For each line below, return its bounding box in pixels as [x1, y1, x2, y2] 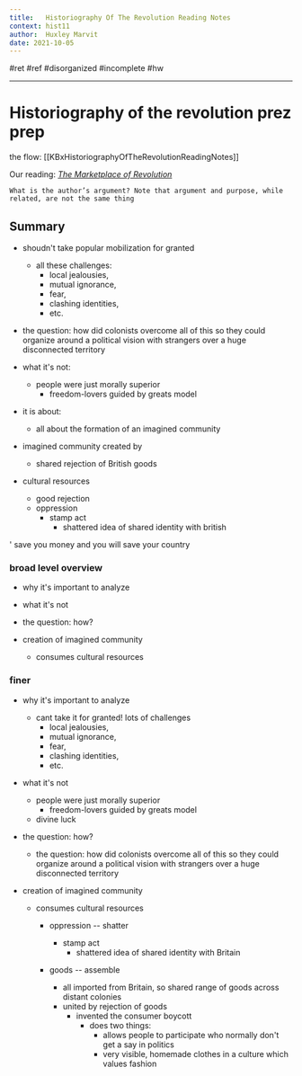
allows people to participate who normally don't [102, 1029, 280, 1040]
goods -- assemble [49, 964, 120, 975]
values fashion [102, 1058, 157, 1069]
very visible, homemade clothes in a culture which [102, 1048, 289, 1059]
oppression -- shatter [49, 920, 129, 930]
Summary [9, 218, 66, 234]
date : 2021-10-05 [9, 38, 75, 48]
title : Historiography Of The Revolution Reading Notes [9, 13, 231, 22]
